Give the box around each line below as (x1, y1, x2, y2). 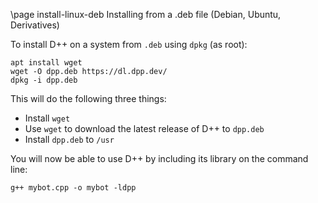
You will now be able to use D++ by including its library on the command (10, 153, 309, 164)
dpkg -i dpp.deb (10, 75, 78, 85)
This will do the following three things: (10, 93, 167, 104)
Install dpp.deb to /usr (24, 134, 115, 145)
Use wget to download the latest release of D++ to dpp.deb (24, 123, 265, 134)
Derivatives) (10, 19, 60, 31)
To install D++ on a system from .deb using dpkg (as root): (10, 39, 248, 50)
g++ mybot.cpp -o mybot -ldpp (10, 183, 137, 193)
